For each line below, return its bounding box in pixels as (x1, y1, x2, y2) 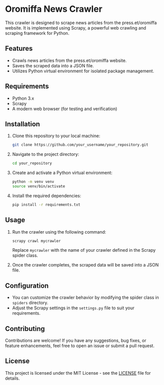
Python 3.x (12, 95, 34, 101)
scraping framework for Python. (5, 30, 70, 36)
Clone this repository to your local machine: (12, 133, 100, 139)
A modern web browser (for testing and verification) (12, 106, 117, 112)
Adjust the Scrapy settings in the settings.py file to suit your (12, 305, 135, 311)
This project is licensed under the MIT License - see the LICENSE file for (5, 370, 151, 376)
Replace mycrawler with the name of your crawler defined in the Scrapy (12, 247, 156, 253)
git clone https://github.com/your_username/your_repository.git (12, 143, 148, 148)
